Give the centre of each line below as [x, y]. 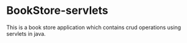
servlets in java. [26, 33]
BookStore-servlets [57, 11]
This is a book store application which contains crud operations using [94, 27]
